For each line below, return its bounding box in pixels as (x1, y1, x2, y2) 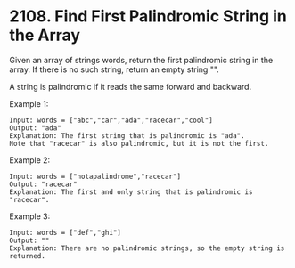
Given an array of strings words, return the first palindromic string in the (9, 54, 274, 65)
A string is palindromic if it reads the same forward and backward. (9, 81, 252, 92)
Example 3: (9, 211, 51, 222)
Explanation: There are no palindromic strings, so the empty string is (9, 243, 285, 253)
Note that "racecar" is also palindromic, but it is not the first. (9, 139, 269, 148)
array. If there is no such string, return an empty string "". (9, 64, 220, 75)
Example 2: (9, 154, 51, 166)
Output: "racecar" (9, 180, 78, 189)
